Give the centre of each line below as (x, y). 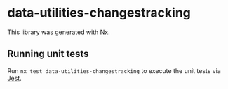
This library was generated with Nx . (59, 32)
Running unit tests (48, 54)
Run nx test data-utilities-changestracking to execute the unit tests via (114, 70)
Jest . (15, 78)
